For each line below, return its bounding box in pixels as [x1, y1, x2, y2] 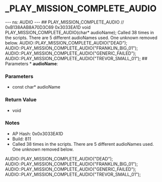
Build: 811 [12, 136, 31, 142]
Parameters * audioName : [5, 61, 58, 67]
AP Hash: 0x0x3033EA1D [12, 131, 64, 136]
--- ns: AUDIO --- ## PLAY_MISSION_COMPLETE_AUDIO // [5, 19, 124, 25]
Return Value [5, 96, 37, 103]
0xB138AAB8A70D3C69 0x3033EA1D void [5, 24, 91, 30]
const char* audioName [12, 84, 61, 90]
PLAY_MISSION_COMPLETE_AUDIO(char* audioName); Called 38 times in [5, 29, 154, 35]
